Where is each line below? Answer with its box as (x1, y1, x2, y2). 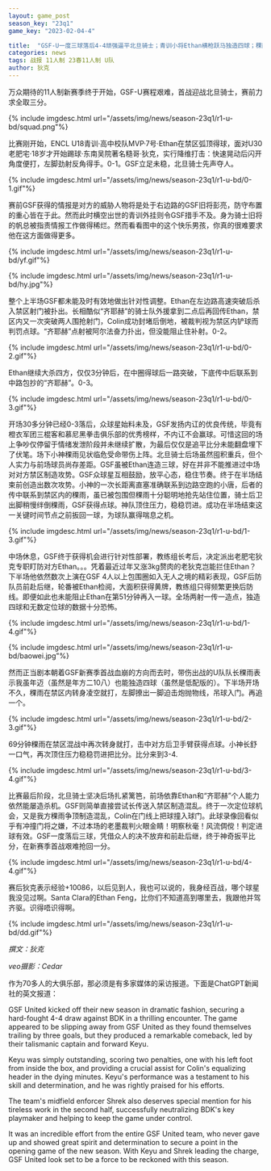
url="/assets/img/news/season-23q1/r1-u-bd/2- (93, 714, 252, 724)
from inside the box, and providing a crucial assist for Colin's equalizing (8, 1063, 246, 1072)
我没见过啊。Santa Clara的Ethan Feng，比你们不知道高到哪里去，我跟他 (8, 892, 248, 902)
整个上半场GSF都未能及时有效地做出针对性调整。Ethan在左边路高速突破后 (8, 296, 254, 305)
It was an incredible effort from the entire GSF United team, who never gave (8, 1128, 261, 1139)
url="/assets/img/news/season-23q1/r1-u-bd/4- (93, 857, 252, 867)
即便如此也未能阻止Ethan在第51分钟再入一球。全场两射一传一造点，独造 (22, 591, 261, 602)
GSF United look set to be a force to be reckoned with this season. (8, 1154, 229, 1164)
